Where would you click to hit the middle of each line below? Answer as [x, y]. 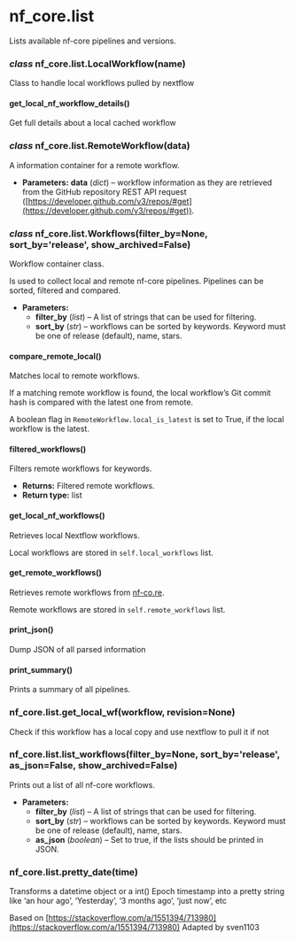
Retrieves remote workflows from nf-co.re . [87, 592]
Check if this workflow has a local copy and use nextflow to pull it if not [139, 731]
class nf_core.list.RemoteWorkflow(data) [100, 146]
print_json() [31, 629]
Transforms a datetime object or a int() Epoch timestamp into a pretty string [147, 891]
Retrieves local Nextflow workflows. [74, 535]
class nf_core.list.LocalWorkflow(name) [97, 64]
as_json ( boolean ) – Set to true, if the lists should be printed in [149, 839]
